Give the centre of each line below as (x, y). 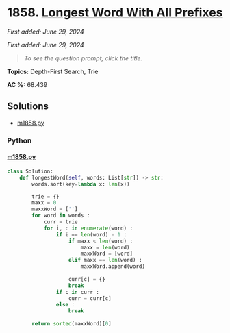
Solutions (28, 107)
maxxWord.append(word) (113, 267)
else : (65, 305)
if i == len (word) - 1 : (91, 234)
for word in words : (61, 216)
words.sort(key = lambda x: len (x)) (81, 184)
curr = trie (61, 222)
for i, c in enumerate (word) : (88, 228)
